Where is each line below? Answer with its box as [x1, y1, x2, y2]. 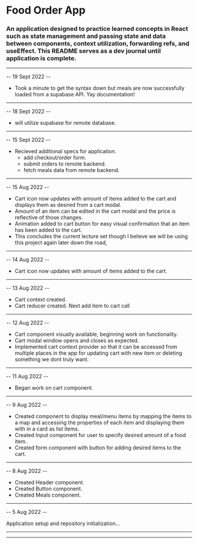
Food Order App [6, 4, 86, 17]
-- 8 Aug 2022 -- [6, 468, 48, 475]
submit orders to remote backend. [23, 160, 106, 167]
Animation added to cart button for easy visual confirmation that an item [14, 220, 190, 228]
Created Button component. [14, 485, 82, 493]
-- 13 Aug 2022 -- [6, 284, 49, 292]
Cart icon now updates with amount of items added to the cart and [14, 195, 177, 202]
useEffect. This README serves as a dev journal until [6, 47, 161, 55]
